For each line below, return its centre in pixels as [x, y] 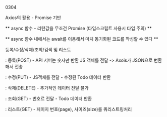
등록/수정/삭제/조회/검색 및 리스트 [38, 49]
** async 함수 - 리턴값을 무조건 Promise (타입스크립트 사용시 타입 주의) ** [79, 28]
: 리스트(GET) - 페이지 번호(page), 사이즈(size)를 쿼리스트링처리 [69, 109]
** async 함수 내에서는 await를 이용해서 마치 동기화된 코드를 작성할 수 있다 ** [82, 39]
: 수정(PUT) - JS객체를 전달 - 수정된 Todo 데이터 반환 [58, 77]
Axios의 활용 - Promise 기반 [33, 18]
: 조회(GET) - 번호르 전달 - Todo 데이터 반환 [49, 98]
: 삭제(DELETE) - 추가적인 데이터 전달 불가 [47, 88]
